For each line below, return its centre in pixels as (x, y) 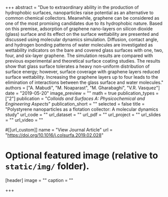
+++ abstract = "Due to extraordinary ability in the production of (72, 7)
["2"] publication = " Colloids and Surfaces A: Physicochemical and (75, 98)
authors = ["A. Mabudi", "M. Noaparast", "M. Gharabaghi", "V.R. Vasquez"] (83, 88)
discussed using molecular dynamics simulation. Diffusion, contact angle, (82, 39)
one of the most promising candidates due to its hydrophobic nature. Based (84, 23)
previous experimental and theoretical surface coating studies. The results (83, 61)
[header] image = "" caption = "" (39, 180)
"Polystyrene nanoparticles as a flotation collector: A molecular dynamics (82, 109)
